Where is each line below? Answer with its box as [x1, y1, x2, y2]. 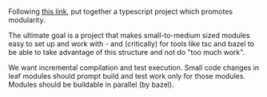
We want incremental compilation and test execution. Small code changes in [8, 63, 260, 72]
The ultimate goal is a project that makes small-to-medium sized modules [8, 31, 250, 40]
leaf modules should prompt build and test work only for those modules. [8, 72, 246, 80]
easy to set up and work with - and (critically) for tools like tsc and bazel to [8, 39, 254, 48]
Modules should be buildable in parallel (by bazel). [8, 80, 174, 89]
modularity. [8, 15, 46, 25]
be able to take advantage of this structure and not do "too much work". [8, 48, 245, 56]
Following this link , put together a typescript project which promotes [8, 7, 233, 16]
